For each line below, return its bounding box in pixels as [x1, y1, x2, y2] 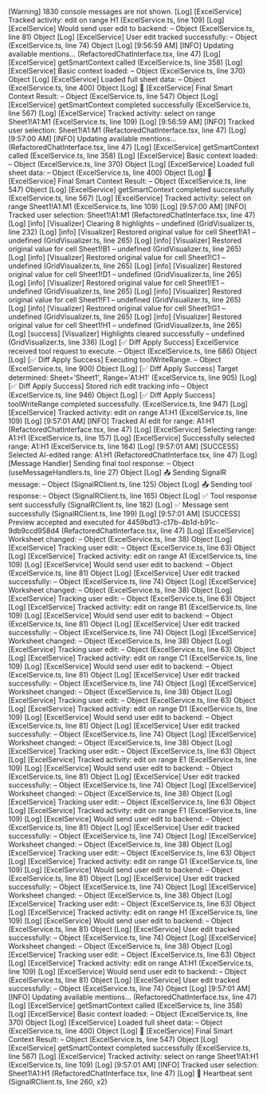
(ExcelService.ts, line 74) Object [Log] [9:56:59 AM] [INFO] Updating [8, 41, 234, 50]
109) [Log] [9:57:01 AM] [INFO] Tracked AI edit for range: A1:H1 [8, 417, 215, 425]
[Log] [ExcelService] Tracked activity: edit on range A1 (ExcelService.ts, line [8, 551, 257, 561]
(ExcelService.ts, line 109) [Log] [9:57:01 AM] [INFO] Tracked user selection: [8, 1060, 259, 1069]
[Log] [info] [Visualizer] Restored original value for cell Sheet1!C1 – [8, 253, 226, 262]
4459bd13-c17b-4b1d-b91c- [126, 518, 219, 527]
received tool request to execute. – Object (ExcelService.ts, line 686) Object [8, 346, 257, 356]
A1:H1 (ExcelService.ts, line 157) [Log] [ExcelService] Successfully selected [8, 433, 255, 442]
